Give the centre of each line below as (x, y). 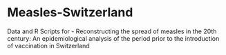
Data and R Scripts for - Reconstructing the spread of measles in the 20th (112, 31)
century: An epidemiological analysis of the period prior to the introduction (113, 38)
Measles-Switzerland (70, 13)
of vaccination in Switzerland (48, 45)
